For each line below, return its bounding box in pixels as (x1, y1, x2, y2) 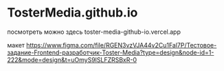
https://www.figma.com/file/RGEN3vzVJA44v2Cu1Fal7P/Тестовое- (26, 41, 217, 49)
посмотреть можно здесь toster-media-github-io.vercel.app (7, 28, 181, 36)
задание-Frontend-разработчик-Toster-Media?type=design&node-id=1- (7, 48, 214, 57)
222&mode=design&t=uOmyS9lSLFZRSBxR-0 (7, 55, 137, 63)
